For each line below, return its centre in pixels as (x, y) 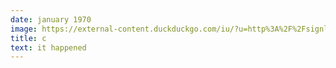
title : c (28, 38)
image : (24, 29)
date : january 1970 (51, 19)
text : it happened (48, 47)
